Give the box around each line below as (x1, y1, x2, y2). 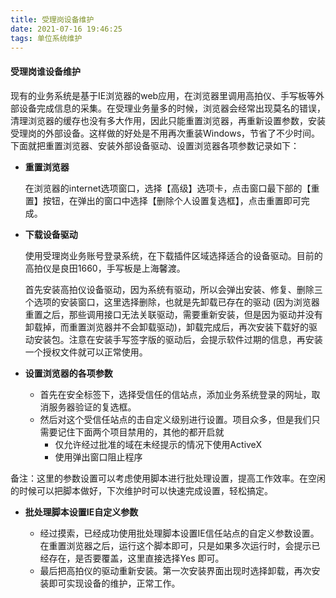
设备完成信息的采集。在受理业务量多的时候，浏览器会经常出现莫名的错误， (18, 102, 326, 114)
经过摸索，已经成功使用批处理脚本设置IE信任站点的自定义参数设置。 (39, 527, 320, 539)
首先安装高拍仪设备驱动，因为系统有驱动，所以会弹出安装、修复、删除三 (24, 283, 323, 295)
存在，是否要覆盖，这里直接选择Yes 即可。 (48, 552, 225, 564)
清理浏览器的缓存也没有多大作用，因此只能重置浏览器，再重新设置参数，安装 (10, 114, 326, 126)
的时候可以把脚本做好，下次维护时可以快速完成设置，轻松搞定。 (10, 484, 273, 496)
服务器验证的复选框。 (48, 401, 137, 413)
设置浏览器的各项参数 (24, 367, 113, 379)
